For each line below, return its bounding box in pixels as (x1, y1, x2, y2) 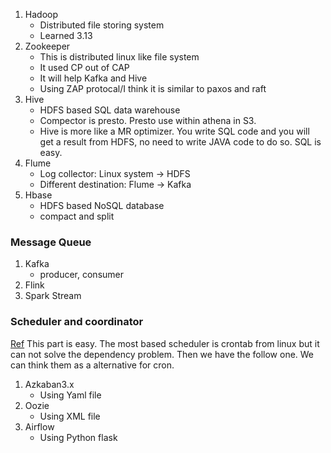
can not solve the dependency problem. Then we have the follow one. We (10, 348, 315, 360)
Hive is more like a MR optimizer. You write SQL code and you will (39, 125, 310, 137)
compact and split (39, 210, 115, 222)
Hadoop (24, 9, 58, 20)
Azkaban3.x (24, 378, 75, 390)
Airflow (24, 420, 55, 433)
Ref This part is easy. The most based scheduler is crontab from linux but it (10, 337, 320, 349)
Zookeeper (24, 40, 71, 52)
